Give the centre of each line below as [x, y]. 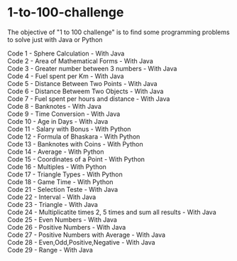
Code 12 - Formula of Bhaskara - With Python [74, 137]
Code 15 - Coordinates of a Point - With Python [76, 159]
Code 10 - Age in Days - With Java [58, 121]
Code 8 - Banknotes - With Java [54, 106]
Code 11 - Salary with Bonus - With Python [69, 129]
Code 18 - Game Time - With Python [60, 181]
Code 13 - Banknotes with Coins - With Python [75, 144]
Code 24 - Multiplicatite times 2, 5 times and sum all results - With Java [112, 212]
